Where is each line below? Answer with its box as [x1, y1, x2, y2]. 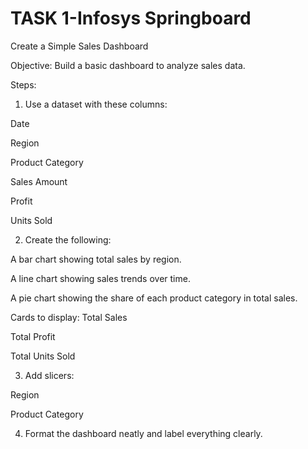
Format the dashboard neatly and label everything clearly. [24, 427, 263, 439]
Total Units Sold [10, 350, 76, 362]
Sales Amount [10, 175, 68, 187]
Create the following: [24, 233, 112, 246]
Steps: [10, 78, 37, 91]
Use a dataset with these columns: [24, 98, 168, 110]
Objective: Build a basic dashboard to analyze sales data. [10, 59, 246, 71]
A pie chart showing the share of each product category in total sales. [10, 292, 298, 304]
